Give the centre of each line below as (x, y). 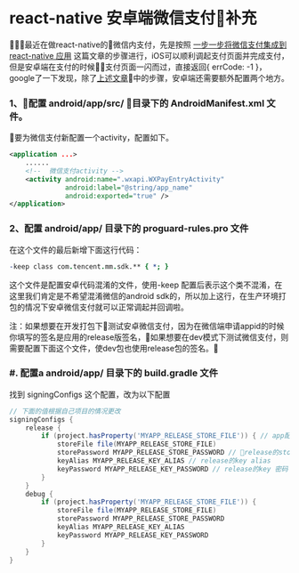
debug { (39, 494)
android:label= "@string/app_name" (129, 188)
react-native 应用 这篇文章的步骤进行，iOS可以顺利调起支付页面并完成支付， (149, 55)
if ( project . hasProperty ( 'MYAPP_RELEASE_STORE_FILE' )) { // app (163, 436)
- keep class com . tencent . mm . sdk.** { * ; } (89, 266)
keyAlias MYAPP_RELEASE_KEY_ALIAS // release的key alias (164, 461)
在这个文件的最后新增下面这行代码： (76, 249)
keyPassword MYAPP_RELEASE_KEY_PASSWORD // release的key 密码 (173, 469)
